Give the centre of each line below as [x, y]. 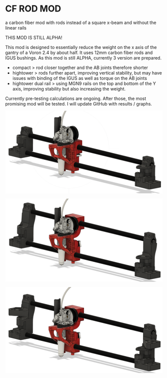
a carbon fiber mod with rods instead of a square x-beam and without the [81, 22]
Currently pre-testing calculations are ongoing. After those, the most [76, 98]
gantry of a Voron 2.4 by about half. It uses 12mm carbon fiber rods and [79, 52]
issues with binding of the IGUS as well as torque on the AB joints [80, 78]
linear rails [16, 27]
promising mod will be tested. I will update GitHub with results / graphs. [79, 103]
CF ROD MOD [33, 9]
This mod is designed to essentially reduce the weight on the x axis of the [81, 47]
